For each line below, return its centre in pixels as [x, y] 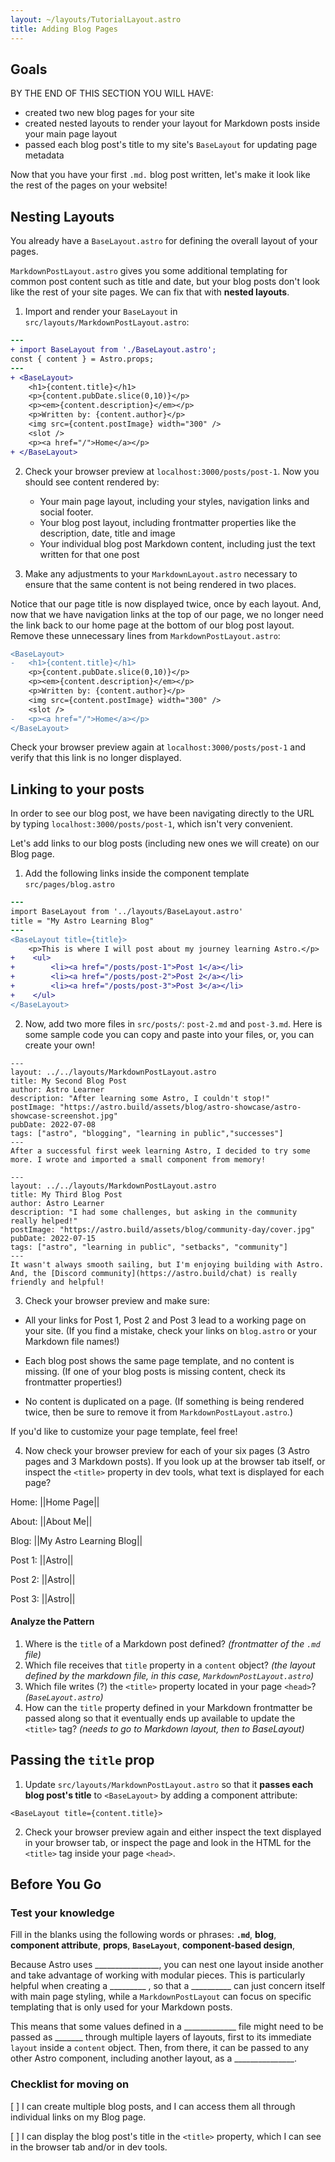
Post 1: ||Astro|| [42, 1560]
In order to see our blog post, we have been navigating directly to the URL [162, 813]
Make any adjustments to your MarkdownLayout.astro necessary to [161, 573]
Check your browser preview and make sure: [117, 1300]
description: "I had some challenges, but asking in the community [154, 1212]
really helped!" [44, 1221]
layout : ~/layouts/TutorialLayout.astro [96, 19]
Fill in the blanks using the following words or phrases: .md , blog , [143, 1935]
